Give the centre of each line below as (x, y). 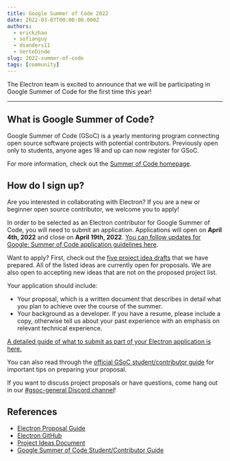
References (32, 412)
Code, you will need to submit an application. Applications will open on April (115, 230)
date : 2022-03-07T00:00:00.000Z (53, 20)
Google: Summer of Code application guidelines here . (83, 245)
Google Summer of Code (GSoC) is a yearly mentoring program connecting (113, 136)
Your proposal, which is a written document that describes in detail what (119, 299)
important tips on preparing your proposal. (67, 370)
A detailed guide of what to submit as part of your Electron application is (109, 341)
